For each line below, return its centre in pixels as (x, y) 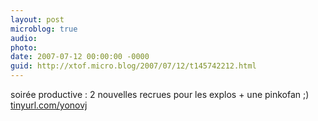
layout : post (37, 19)
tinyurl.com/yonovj (49, 105)
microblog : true (44, 29)
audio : (24, 38)
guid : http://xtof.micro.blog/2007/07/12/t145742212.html (133, 66)
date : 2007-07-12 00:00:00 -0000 (80, 57)
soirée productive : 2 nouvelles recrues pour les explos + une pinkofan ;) (160, 94)
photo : (24, 47)
